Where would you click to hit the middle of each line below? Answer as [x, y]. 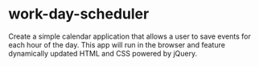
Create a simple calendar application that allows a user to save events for [129, 36]
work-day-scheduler [79, 14]
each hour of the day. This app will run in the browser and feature [117, 44]
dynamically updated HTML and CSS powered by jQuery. [103, 53]
